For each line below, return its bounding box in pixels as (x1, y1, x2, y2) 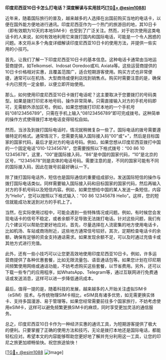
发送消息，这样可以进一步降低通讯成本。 (13, 276, 96, 281)
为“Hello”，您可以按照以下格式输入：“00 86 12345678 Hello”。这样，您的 (5, 193, 155, 199)
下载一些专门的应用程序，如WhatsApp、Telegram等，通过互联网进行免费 (5, 269, 154, 275)
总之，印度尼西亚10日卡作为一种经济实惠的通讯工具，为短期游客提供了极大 (5, 321, 157, 327)
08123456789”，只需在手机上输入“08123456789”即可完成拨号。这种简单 (11, 110, 161, 116)
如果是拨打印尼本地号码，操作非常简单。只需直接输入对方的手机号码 (13, 98, 152, 104)
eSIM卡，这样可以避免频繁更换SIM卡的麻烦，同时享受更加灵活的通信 (9, 304, 149, 310)
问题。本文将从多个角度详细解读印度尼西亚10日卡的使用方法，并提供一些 (5, 40, 153, 46)
